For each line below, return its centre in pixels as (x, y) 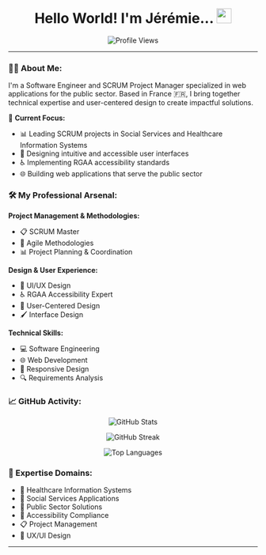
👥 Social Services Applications (69, 499)
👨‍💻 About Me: (35, 68)
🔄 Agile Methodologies (57, 243)
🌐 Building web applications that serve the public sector (111, 174)
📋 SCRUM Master (49, 231)
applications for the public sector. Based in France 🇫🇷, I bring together (124, 94)
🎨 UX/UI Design (45, 536)
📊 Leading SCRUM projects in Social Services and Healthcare (121, 134)
